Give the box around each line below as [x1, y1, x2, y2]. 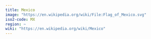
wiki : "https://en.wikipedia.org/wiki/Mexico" [5, 26, 106, 31]
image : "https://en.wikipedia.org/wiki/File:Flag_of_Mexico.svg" [5, 12, 146, 17]
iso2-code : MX [5, 17, 36, 22]
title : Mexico [5, 7, 36, 13]
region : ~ [5, 21, 26, 27]
